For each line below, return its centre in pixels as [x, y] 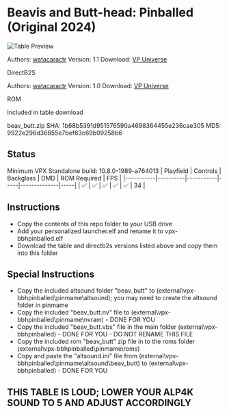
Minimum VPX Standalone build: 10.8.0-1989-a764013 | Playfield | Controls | [114, 171]
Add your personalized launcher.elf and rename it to [90, 231]
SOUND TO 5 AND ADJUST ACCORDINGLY [99, 402]
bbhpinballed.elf [40, 238]
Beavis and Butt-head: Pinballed [100, 13]
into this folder [37, 253]
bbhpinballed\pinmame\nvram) [60, 320]
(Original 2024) [52, 27]
